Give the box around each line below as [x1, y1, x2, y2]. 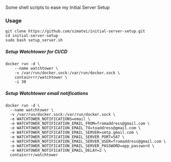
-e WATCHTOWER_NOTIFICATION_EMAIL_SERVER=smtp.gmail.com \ [10, 130, 139, 135]
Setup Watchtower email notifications [5, 90, 89, 96]
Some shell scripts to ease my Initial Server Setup [5, 5, 110, 10]
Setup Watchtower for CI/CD [5, 48, 68, 54]
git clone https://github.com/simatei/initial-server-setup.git [5, 29, 145, 34]
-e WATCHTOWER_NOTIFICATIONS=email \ [10, 116, 91, 122]
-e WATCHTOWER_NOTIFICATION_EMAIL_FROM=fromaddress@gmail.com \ [10, 121, 150, 126]
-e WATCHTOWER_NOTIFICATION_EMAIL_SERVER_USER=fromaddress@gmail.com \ [10, 139, 166, 144]
